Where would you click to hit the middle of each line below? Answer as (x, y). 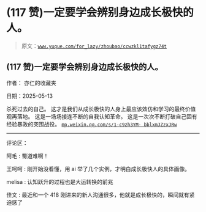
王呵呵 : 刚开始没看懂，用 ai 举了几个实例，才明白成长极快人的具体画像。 (98, 169)
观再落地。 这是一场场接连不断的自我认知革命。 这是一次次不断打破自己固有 (102, 116)
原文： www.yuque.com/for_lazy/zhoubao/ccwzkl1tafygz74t (94, 46)
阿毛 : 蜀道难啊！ (28, 156)
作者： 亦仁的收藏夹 (31, 82)
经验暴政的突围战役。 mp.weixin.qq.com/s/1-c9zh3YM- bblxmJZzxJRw (92, 124)
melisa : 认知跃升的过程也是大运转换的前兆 (60, 181)
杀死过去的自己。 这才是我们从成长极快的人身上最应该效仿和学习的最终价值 (101, 109)
